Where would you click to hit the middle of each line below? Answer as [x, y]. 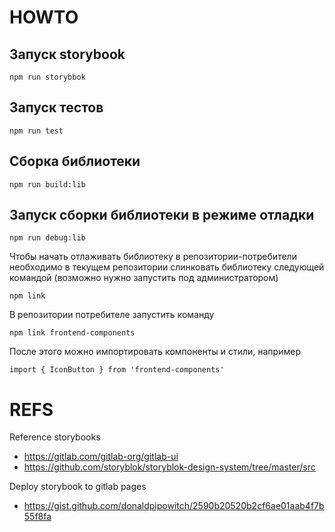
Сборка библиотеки [75, 161]
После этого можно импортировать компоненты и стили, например [155, 352]
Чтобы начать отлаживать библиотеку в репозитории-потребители [153, 257]
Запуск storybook [67, 54]
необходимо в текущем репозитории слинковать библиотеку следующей [167, 267]
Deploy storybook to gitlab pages [78, 487]
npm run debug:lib [47, 238]
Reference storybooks [55, 437]
